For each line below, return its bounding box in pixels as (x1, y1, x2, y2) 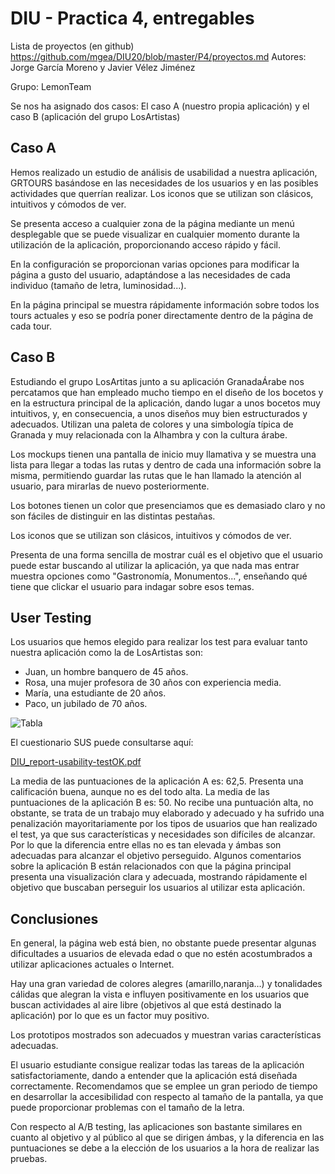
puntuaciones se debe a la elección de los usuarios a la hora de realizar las (10, 1142, 320, 1154)
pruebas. (10, 1153, 48, 1165)
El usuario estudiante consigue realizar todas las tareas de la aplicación (10, 1059, 305, 1071)
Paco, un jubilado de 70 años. (24, 698, 148, 710)
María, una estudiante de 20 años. (24, 687, 167, 699)
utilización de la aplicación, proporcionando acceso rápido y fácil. (10, 238, 281, 251)
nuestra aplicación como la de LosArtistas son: (10, 647, 203, 659)
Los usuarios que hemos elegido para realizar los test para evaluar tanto (10, 636, 308, 648)
